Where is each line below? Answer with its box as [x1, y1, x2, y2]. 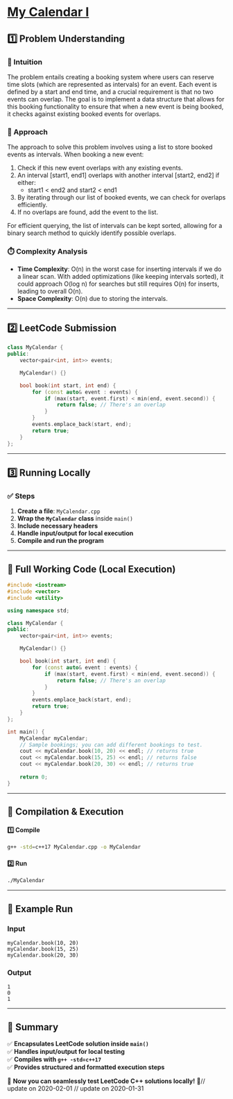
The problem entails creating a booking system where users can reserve [7, 72, 214, 81]
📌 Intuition [7, 57, 43, 67]
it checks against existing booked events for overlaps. [7, 109, 162, 118]
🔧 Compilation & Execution [7, 806, 124, 817]
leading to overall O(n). [17, 287, 83, 295]
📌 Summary [7, 1021, 59, 1033]
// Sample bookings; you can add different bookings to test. [19, 741, 203, 748]
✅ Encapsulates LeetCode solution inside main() [7, 1040, 149, 1048]
